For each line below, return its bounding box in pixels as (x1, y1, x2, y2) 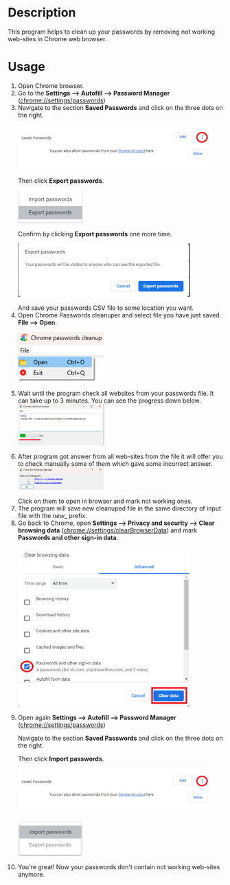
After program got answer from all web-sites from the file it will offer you (17, 452, 223, 460)
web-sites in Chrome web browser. (8, 34, 107, 43)
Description (8, 5, 76, 21)
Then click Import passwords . (17, 754, 104, 763)
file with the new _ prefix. (17, 511, 88, 519)
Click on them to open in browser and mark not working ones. (17, 497, 193, 505)
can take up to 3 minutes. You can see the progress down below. (17, 396, 201, 405)
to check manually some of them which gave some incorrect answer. (17, 459, 213, 468)
